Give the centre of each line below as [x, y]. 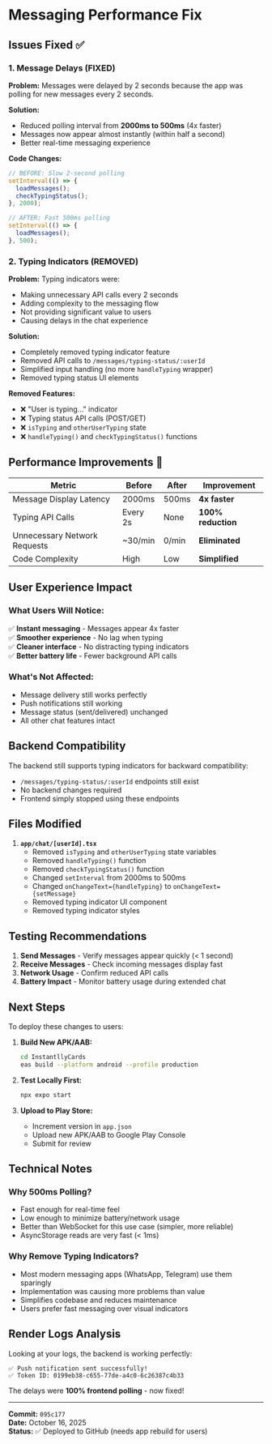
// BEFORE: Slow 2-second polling [67, 173]
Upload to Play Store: [56, 1110]
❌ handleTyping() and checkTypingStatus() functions [108, 437]
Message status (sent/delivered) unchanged [94, 711]
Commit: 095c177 [37, 1414]
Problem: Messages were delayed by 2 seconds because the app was [126, 85]
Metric [64, 485]
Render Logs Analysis [65, 1334]
